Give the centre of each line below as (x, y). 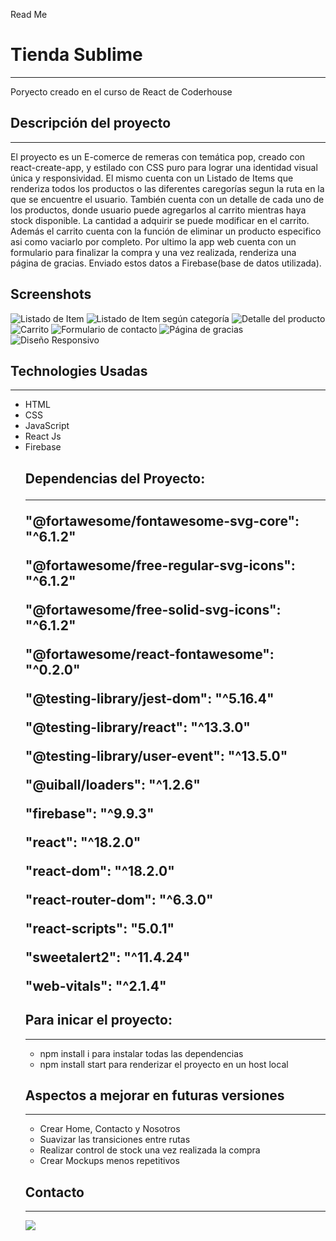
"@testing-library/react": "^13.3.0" (137, 727)
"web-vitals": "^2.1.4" (95, 985)
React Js (43, 436)
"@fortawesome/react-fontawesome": (149, 654)
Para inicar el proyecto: (98, 1020)
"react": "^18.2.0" (83, 842)
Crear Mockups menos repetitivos (109, 1161)
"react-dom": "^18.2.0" (99, 870)
